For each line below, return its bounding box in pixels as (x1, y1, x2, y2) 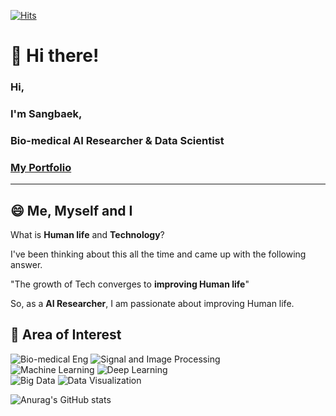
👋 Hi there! (10, 45, 100, 67)
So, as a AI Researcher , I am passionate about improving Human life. (10, 298, 295, 310)
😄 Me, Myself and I (10, 202, 133, 219)
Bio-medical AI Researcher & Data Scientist (10, 133, 225, 147)
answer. (10, 259, 43, 271)
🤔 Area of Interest (10, 326, 122, 344)
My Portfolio (10, 160, 72, 174)
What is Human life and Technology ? (10, 229, 165, 241)
